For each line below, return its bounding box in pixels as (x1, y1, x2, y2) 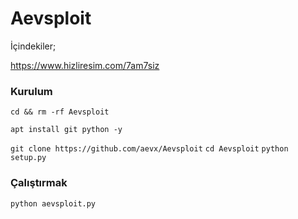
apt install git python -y (10, 125, 123, 135)
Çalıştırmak (10, 176, 68, 190)
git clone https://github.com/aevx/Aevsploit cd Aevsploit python (10, 144, 289, 154)
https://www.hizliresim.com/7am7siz (10, 59, 160, 71)
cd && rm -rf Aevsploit (10, 107, 110, 117)
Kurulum (10, 84, 53, 98)
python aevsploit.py (10, 198, 97, 209)
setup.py (10, 153, 47, 163)
